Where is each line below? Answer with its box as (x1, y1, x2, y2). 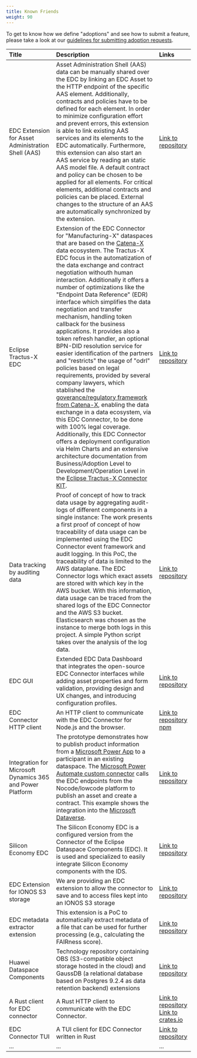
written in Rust (56, 1032, 96, 1040)
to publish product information (56, 740, 140, 748)
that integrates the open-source (56, 662, 145, 670)
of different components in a (69, 505, 148, 514)
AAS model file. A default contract (56, 163, 150, 171)
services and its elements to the (56, 133, 144, 142)
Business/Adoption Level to (56, 459, 132, 467)
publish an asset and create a (56, 791, 137, 799)
